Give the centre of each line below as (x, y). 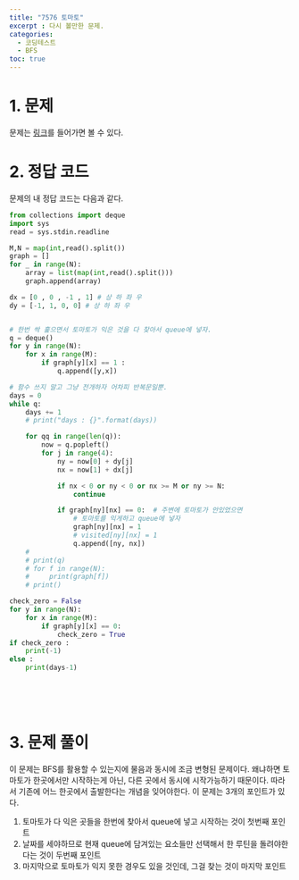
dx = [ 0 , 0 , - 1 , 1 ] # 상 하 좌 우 (76, 297)
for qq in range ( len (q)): (74, 437)
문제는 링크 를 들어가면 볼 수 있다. (66, 132)
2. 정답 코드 (49, 172)
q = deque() (31, 338)
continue (89, 494)
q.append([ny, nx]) (109, 543)
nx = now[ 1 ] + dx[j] (95, 470)
